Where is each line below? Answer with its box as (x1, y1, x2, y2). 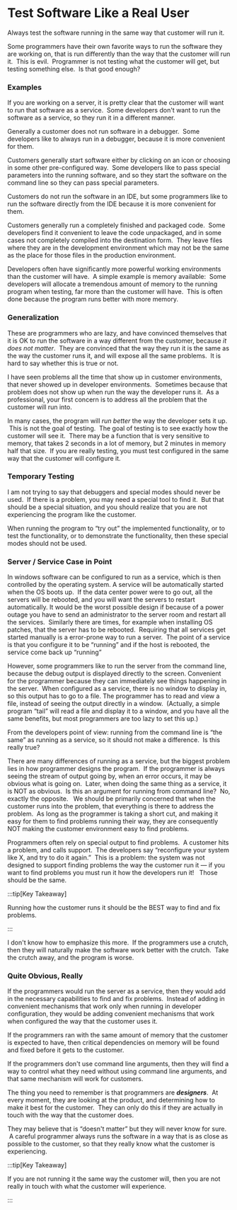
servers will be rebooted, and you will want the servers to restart (7, 595, 196, 604)
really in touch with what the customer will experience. (7, 1182, 166, 1191)
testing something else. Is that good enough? (7, 64, 141, 73)
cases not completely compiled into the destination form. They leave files (7, 236, 223, 245)
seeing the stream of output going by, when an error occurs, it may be (7, 772, 212, 780)
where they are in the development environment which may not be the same (7, 244, 229, 252)
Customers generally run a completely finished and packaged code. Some (7, 221, 226, 229)
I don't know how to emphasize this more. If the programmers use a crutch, (7, 938, 229, 947)
